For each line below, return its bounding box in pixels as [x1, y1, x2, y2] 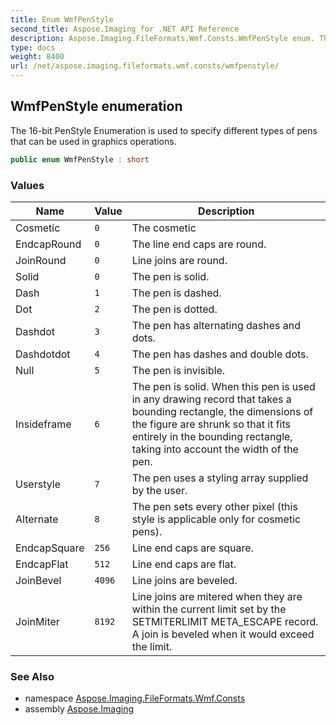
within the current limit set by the [131, 602, 287, 616]
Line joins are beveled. [131, 573, 238, 587]
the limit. [131, 639, 173, 653]
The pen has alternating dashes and [131, 318, 302, 332]
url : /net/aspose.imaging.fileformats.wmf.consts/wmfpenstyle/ [10, 61, 280, 71]
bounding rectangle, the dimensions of [131, 404, 314, 418]
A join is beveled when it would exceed [131, 627, 315, 641]
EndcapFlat [15, 557, 69, 571]
